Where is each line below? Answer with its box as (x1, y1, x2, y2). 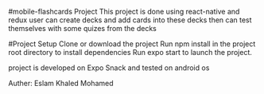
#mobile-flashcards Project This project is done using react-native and (8, 7, 240, 16)
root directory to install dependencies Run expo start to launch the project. (8, 48, 253, 57)
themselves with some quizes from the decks (8, 24, 157, 33)
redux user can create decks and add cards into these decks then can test (8, 15, 252, 25)
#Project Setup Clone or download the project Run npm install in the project (8, 39, 256, 49)
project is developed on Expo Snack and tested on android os (8, 63, 210, 72)
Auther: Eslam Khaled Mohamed (8, 79, 114, 88)
